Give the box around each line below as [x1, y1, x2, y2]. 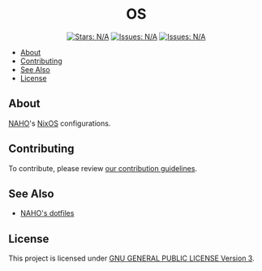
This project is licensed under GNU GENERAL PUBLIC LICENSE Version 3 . [8, 253, 255, 264]
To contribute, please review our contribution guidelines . [8, 163, 197, 173]
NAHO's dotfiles [19, 209, 75, 218]
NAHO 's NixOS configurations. [8, 118, 111, 128]
